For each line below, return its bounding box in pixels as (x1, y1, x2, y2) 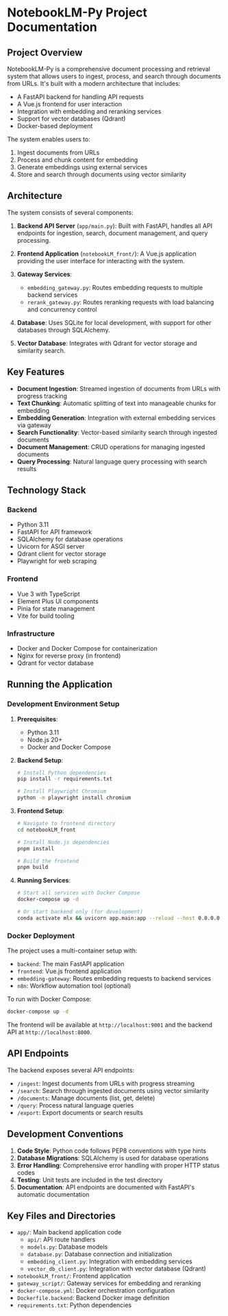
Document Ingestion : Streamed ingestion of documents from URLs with (16, 384, 221, 392)
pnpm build (16, 864, 49, 871)
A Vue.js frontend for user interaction (16, 100, 122, 108)
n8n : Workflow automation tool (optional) (16, 982, 131, 990)
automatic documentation (16, 1190, 90, 1198)
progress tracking (16, 392, 67, 400)
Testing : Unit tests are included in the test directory (16, 1175, 163, 1184)
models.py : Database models (27, 1243, 108, 1251)
